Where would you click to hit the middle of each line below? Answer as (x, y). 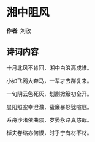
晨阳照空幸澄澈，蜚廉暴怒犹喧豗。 (49, 106)
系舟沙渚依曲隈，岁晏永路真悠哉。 (49, 119)
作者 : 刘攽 (19, 31)
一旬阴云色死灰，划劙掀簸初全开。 (49, 94)
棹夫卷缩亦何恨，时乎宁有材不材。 (49, 133)
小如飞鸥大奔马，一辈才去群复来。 (49, 81)
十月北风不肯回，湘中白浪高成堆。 (49, 67)
